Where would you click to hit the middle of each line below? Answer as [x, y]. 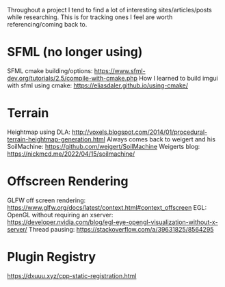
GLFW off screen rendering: [47, 200]
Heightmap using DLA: [39, 132]
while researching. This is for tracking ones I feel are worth [90, 17]
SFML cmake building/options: [50, 70]
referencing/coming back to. [47, 24]
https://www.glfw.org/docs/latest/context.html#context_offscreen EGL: [107, 207]
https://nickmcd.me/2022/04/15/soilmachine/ [71, 154]
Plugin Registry [52, 257]
